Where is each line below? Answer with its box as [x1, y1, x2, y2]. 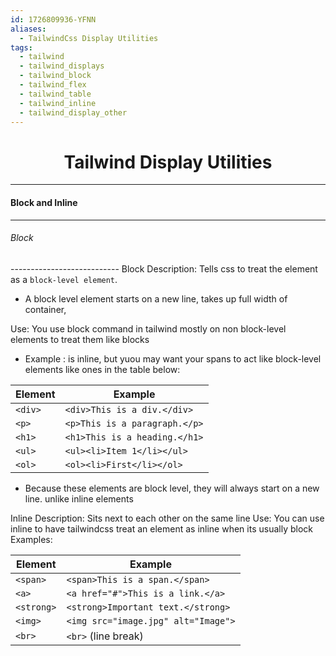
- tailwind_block [19, 71, 92, 81]
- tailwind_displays [19, 61, 105, 71]
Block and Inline [10, 196, 78, 208]
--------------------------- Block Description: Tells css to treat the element [10, 262, 318, 275]
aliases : [10, 24, 47, 34]
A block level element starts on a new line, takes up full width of [24, 292, 288, 305]
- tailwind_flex [19, 80, 87, 90]
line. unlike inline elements [24, 492, 134, 505]
